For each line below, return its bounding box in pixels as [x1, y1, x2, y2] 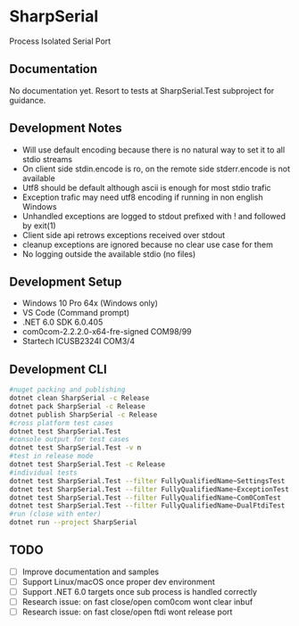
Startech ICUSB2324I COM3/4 [21, 336, 136, 347]
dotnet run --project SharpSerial [9, 518, 138, 527]
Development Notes [9, 120, 122, 136]
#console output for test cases [9, 435, 129, 444]
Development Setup [9, 274, 122, 289]
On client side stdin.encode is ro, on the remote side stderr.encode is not [21, 163, 290, 174]
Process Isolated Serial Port [9, 36, 112, 46]
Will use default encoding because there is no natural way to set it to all [21, 144, 286, 155]
